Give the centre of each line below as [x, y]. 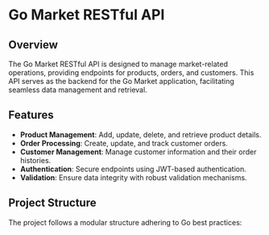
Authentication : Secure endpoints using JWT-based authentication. [133, 169]
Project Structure [52, 203]
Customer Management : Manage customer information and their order [138, 152]
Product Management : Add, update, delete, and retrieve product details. [141, 134]
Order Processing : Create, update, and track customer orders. [124, 143]
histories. [35, 160]
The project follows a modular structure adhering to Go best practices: [125, 222]
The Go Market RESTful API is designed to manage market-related [118, 64]
